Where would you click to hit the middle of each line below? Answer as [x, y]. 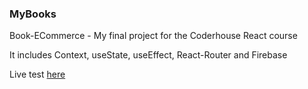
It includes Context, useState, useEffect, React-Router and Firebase [148, 55]
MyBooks [33, 14]
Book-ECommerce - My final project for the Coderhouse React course [153, 36]
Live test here [37, 74]
